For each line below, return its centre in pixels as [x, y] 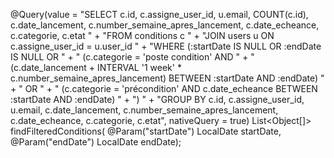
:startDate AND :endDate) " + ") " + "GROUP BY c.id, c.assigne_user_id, [157, 99]
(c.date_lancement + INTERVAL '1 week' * [96, 67]
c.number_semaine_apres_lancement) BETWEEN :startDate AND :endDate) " [167, 78]
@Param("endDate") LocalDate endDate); [96, 142]
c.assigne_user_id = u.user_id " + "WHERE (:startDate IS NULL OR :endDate [166, 46]
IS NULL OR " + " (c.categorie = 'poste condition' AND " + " [132, 57]
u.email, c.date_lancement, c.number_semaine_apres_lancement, [144, 110]
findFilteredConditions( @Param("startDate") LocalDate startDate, [146, 131]
